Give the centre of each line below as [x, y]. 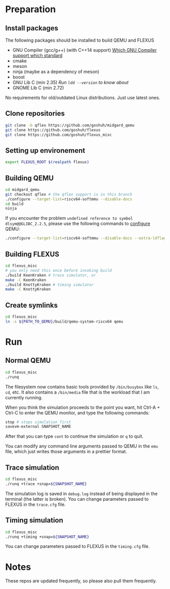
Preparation [31, 9]
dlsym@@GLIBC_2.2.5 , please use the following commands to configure [78, 224]
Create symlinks [32, 305]
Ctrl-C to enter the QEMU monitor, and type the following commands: [77, 412]
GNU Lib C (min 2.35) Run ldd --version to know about [71, 82]
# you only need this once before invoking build [59, 270]
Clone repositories [35, 113]
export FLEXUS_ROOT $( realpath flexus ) [47, 162]
